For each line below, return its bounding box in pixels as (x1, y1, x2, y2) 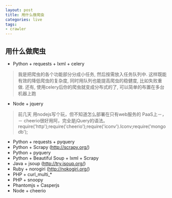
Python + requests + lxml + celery (12, 60, 84, 67)
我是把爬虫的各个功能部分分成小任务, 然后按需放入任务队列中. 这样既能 (17, 71, 167, 77)
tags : (5, 21, 17, 27)
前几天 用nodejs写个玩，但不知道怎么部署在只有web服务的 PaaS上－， (17, 111, 167, 117)
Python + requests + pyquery (12, 139, 75, 145)
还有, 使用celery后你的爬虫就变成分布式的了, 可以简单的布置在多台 (25, 84, 165, 90)
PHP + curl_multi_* (12, 171, 52, 177)
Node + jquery (12, 100, 44, 106)
